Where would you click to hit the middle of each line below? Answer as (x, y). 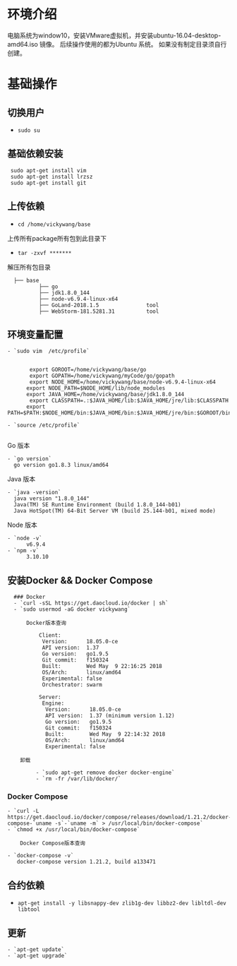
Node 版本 (22, 525)
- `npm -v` (23, 551)
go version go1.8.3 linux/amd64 (61, 465)
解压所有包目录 (29, 267)
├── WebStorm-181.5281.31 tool (99, 311)
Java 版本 (22, 479)
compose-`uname (30, 823)
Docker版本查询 (46, 623)
